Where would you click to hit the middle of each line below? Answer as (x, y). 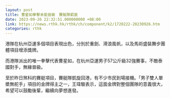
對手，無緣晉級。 (27, 67)
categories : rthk (24, 29)
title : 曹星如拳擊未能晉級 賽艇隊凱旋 (42, 15)
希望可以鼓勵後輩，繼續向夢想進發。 (43, 90)
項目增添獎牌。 (25, 50)
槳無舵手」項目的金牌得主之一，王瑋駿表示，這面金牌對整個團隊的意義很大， (85, 84)
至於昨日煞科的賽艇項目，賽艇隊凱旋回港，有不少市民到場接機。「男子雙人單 (84, 78)
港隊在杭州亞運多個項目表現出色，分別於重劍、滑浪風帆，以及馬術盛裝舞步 (83, 44)
